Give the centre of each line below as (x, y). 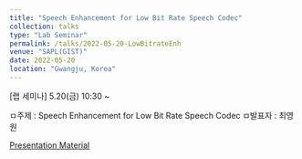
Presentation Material (50, 145)
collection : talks (44, 26)
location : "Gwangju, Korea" (63, 69)
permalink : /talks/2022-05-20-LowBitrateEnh (95, 43)
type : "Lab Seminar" (49, 35)
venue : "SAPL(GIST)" (49, 52)
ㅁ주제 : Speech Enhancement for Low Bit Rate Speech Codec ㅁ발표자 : (143, 115)
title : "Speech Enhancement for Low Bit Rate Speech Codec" (126, 18)
